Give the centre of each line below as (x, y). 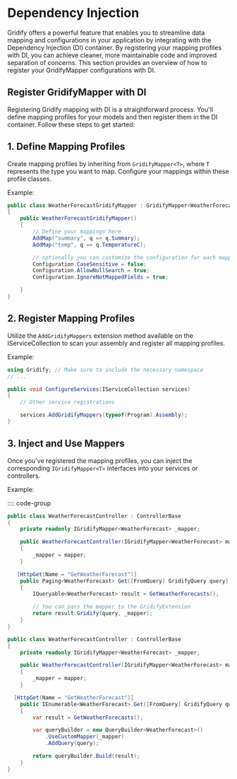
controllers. (24, 476)
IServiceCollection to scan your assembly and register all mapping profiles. (116, 343)
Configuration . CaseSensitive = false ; (90, 264)
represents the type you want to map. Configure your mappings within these (118, 171)
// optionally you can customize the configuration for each (124, 257)
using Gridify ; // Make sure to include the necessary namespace (105, 370)
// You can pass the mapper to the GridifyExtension (112, 607)
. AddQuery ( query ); (72, 744)
